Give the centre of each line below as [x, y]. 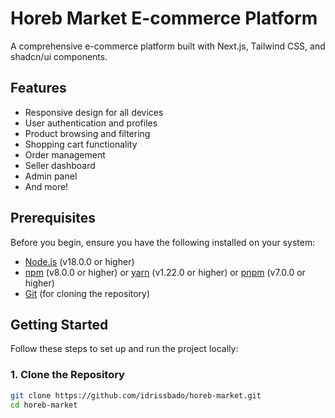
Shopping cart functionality [81, 144]
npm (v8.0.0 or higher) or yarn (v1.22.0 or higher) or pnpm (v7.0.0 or [165, 272]
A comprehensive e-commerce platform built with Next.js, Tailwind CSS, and [168, 46]
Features [38, 88]
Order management [65, 154]
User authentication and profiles [91, 123]
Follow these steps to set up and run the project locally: [124, 349]
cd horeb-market [44, 405]
